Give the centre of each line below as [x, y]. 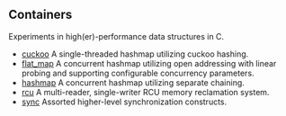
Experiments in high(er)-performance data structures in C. [116, 36]
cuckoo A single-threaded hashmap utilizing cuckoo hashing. [135, 54]
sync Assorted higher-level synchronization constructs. [124, 102]
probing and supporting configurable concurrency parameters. [138, 73]
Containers [40, 15]
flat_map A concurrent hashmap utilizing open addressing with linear [149, 63]
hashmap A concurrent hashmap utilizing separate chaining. [133, 82]
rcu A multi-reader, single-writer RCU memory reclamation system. [145, 92]
